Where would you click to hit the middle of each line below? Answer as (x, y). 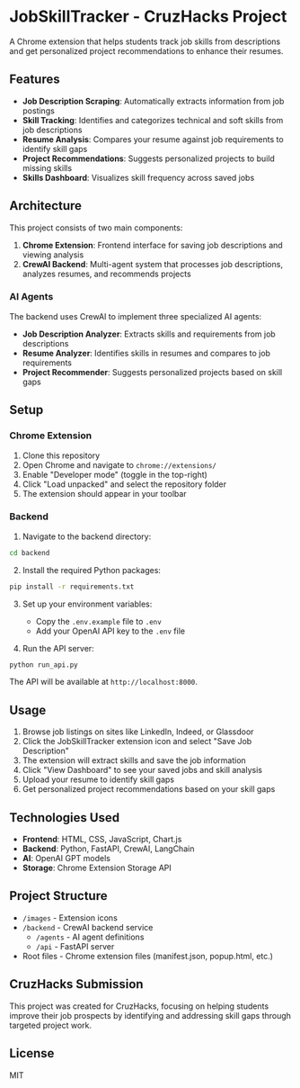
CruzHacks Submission (76, 984)
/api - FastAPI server (75, 946)
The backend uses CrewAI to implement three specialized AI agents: (136, 316)
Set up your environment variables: (87, 604)
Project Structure (58, 896)
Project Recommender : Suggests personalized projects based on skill (152, 372)
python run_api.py (44, 665)
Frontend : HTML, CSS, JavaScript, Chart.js (102, 840)
